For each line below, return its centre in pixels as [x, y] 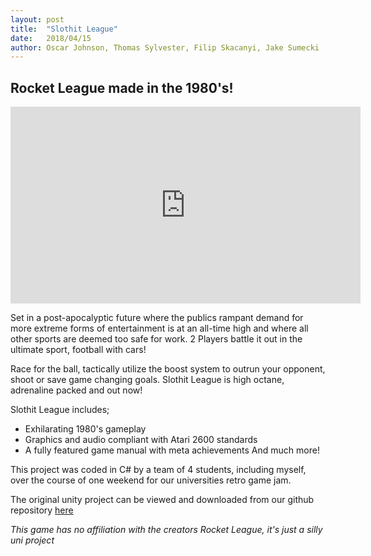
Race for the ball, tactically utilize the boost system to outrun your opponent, [168, 369]
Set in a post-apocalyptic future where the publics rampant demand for [157, 318]
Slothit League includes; [60, 410]
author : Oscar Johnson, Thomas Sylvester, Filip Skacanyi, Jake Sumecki [165, 47]
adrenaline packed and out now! [76, 390]
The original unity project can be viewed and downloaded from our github [162, 500]
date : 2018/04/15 [51, 38]
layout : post [37, 19]
